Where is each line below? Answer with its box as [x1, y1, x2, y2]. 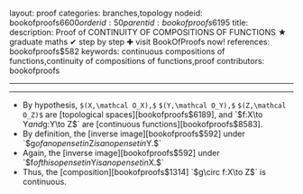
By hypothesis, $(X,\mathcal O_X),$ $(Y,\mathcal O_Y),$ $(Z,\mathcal [22, 99, 287, 110]
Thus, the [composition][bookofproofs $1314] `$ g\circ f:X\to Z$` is [22, 167, 266, 177]
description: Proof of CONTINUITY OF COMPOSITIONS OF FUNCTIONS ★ [9, 27, 287, 37]
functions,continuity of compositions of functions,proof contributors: [9, 56, 265, 66]
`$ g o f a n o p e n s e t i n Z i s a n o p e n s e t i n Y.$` [22, 138, 162, 148]
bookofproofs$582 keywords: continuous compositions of [9, 46, 225, 57]
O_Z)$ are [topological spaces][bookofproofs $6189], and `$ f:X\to [22, 109, 263, 120]
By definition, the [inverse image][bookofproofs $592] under [22, 128, 245, 139]
